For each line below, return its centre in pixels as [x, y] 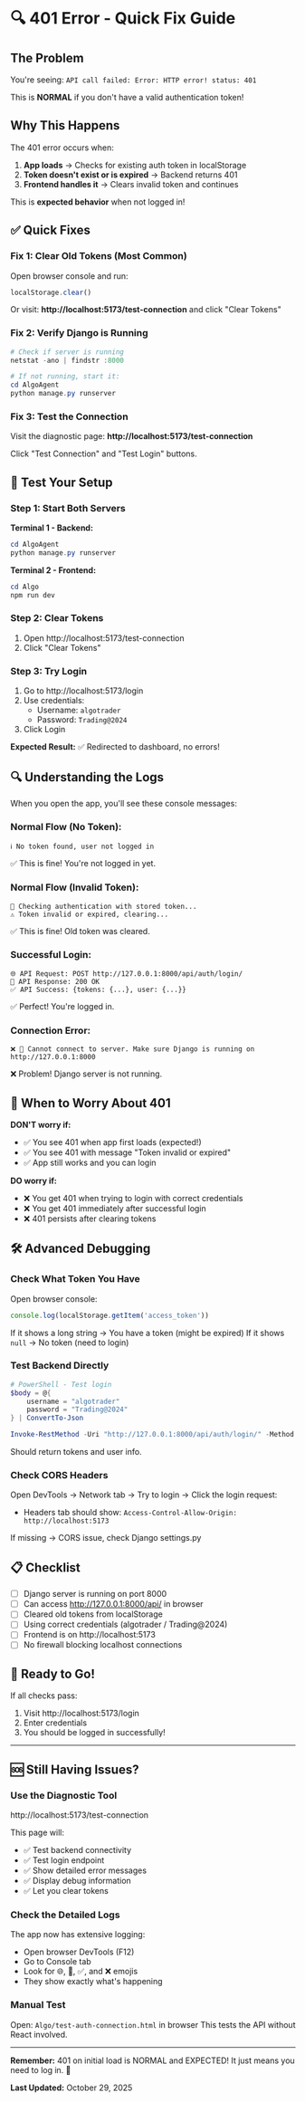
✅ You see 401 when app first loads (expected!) [112, 1142]
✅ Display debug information [77, 1881]
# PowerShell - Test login [61, 1384]
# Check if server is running [67, 352]
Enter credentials [55, 1723]
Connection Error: [51, 1030]
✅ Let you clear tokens [66, 1891]
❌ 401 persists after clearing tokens [90, 1218]
